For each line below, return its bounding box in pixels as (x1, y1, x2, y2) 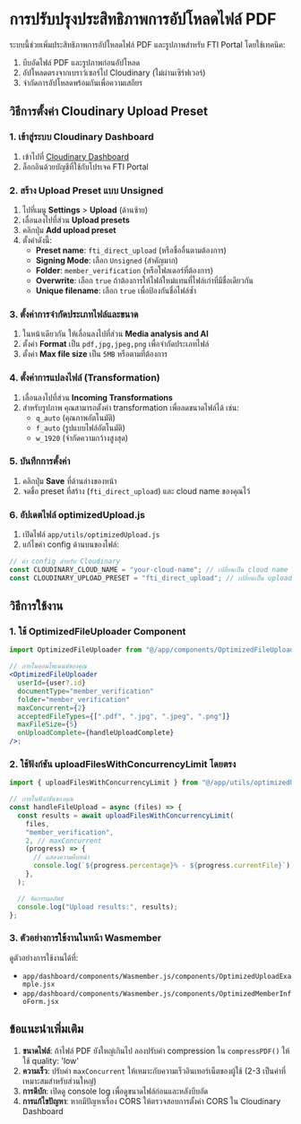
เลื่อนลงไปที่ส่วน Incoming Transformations (21, 392, 173, 402)
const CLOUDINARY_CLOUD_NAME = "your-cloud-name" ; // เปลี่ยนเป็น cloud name (9, 565, 288, 574)
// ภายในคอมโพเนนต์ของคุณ (9, 661, 88, 671)
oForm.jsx (21, 997, 60, 1006)
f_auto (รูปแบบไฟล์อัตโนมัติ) (35, 422, 125, 433)
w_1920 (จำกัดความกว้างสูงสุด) (35, 432, 128, 443)
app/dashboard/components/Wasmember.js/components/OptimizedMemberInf (21, 989, 292, 999)
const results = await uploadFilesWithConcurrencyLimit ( (17, 811, 235, 820)
